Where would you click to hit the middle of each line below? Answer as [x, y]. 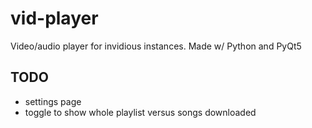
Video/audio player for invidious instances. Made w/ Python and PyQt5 [156, 46]
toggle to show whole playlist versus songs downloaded [140, 112]
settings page [53, 101]
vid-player [54, 18]
